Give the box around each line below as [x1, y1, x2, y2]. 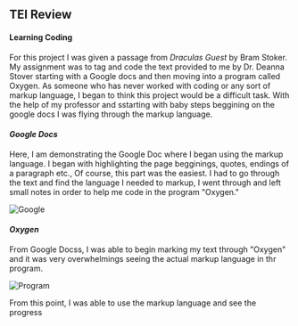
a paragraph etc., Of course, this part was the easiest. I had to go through [9, 167, 280, 178]
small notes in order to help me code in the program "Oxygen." [9, 186, 239, 197]
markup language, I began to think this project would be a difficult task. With [9, 89, 290, 101]
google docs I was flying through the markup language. [9, 109, 213, 119]
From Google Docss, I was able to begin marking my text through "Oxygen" [9, 244, 286, 255]
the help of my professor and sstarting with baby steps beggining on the [9, 99, 275, 110]
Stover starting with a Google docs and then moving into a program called [9, 70, 281, 81]
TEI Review [9, 7, 72, 22]
